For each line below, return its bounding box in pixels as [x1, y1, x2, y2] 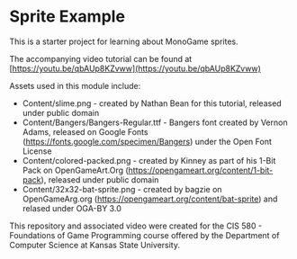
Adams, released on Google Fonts [22, 126, 148, 137]
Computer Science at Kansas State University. [9, 239, 181, 250]
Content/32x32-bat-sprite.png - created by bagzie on [22, 183, 222, 194]
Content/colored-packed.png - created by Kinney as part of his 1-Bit [22, 155, 276, 165]
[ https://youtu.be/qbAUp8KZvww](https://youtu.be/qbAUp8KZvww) [9, 63, 261, 74]
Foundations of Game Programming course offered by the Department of [9, 229, 280, 240]
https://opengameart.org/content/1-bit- [128, 165, 274, 175]
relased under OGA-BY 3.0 [22, 202, 121, 213]
